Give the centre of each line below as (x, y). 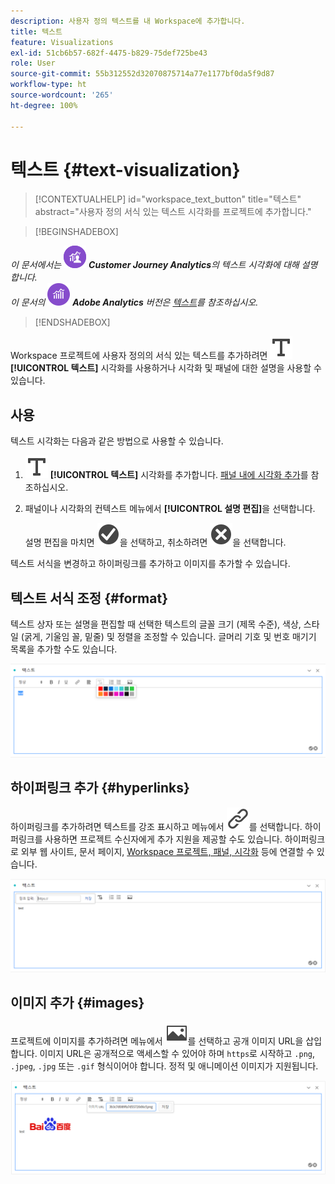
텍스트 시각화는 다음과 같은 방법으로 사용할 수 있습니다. (117, 441)
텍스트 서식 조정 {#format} (89, 598)
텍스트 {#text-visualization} (125, 169)
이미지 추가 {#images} (77, 1003)
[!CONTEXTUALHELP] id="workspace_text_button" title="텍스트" (168, 199)
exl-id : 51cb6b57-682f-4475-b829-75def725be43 (109, 53)
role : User (33, 63)
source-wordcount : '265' (62, 95)
